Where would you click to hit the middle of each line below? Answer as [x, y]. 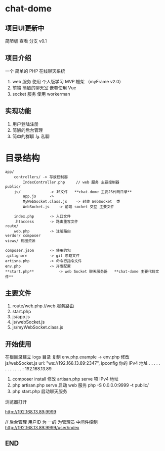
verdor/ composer [23, 235]
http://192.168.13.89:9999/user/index [42, 428]
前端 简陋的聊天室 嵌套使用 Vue [44, 88]
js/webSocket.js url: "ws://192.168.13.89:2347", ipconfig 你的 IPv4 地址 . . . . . [83, 363]
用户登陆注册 [25, 124]
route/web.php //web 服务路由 [43, 306]
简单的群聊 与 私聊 [31, 136]
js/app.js [21, 317]
